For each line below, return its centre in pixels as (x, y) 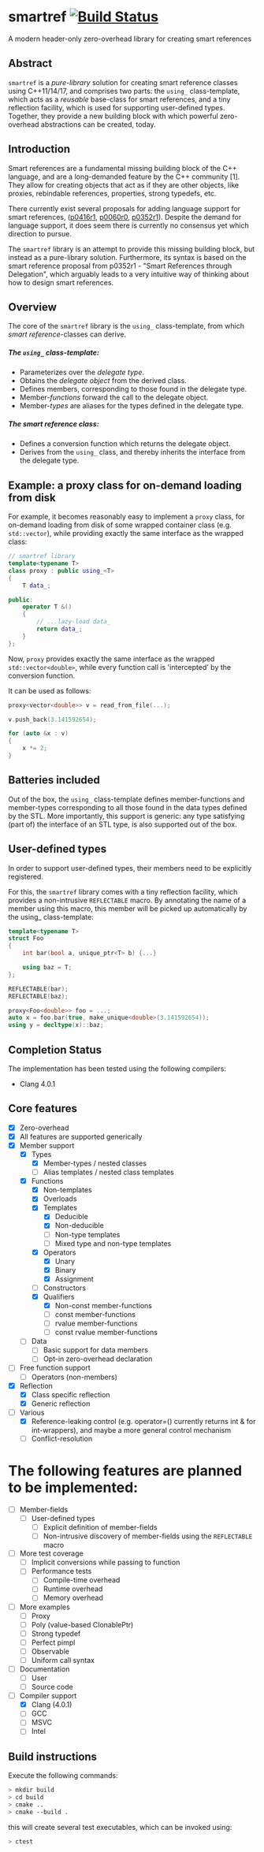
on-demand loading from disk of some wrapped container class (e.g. (120, 525)
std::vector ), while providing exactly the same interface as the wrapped (126, 534)
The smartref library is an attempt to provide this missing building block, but (132, 249)
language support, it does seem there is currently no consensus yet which (129, 225)
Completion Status (55, 1049)
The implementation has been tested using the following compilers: (117, 1069)
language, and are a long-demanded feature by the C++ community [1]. (124, 177)
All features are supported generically (81, 1136)
